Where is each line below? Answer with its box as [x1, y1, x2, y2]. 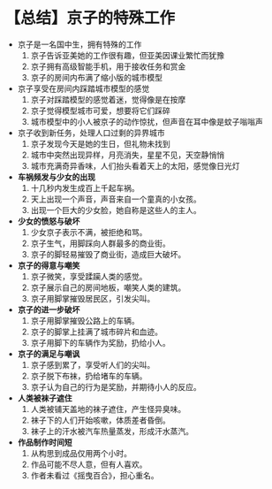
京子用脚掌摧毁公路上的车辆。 [30, 315, 140, 325]
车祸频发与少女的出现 [17, 172, 95, 182]
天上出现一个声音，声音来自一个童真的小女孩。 [30, 194, 201, 204]
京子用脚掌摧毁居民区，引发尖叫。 [30, 293, 155, 303]
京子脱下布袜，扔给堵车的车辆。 [30, 371, 147, 381]
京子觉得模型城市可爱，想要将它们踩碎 [30, 105, 170, 116]
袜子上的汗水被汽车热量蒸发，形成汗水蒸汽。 [30, 425, 194, 436]
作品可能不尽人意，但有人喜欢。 [30, 459, 147, 470]
